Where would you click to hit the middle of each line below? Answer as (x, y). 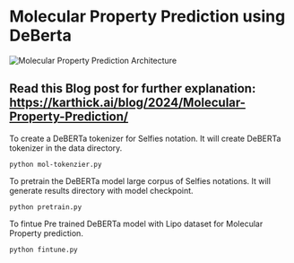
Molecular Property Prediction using (147, 17)
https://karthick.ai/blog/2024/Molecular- (128, 103)
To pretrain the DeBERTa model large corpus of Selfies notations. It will (140, 180)
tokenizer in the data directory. (66, 148)
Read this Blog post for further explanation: (133, 88)
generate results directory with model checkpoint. (102, 190)
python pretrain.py (46, 207)
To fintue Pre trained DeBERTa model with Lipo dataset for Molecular (136, 224)
